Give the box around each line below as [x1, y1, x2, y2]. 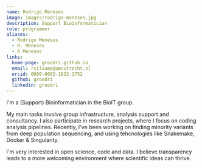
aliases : [6, 32, 29, 38]
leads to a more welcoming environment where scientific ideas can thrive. [6, 155, 192, 161]
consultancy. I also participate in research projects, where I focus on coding [6, 117, 197, 124]
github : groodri [12, 76, 53, 82]
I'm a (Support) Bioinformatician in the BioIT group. [6, 99, 134, 106]
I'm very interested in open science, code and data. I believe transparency [6, 148, 192, 155]
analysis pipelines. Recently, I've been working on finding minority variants [6, 124, 193, 130]
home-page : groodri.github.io [12, 59, 88, 66]
